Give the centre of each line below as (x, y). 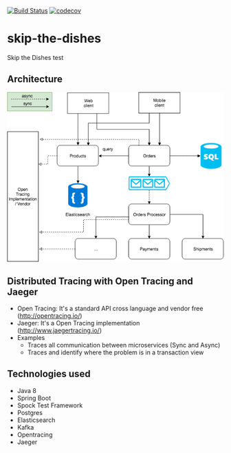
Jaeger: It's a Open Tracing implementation (78, 323)
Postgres (30, 412)
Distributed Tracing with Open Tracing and (100, 281)
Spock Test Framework (50, 405)
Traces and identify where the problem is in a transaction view (115, 352)
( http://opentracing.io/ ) (49, 315)
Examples (31, 337)
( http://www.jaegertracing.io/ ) (59, 330)
